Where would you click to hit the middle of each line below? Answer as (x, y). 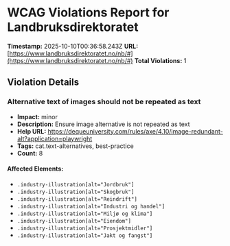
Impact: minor (37, 116)
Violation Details (43, 83)
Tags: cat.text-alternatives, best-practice (75, 146)
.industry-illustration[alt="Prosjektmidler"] (85, 228)
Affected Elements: (35, 169)
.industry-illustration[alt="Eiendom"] (74, 221)
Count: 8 (30, 153)
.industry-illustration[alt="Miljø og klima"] (85, 214)
